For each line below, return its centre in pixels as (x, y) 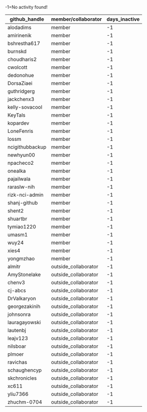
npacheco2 (21, 163)
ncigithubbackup (27, 147)
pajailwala (19, 179)
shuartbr (17, 219)
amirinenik (20, 35)
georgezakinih (24, 306)
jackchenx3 (21, 99)
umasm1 (18, 235)
